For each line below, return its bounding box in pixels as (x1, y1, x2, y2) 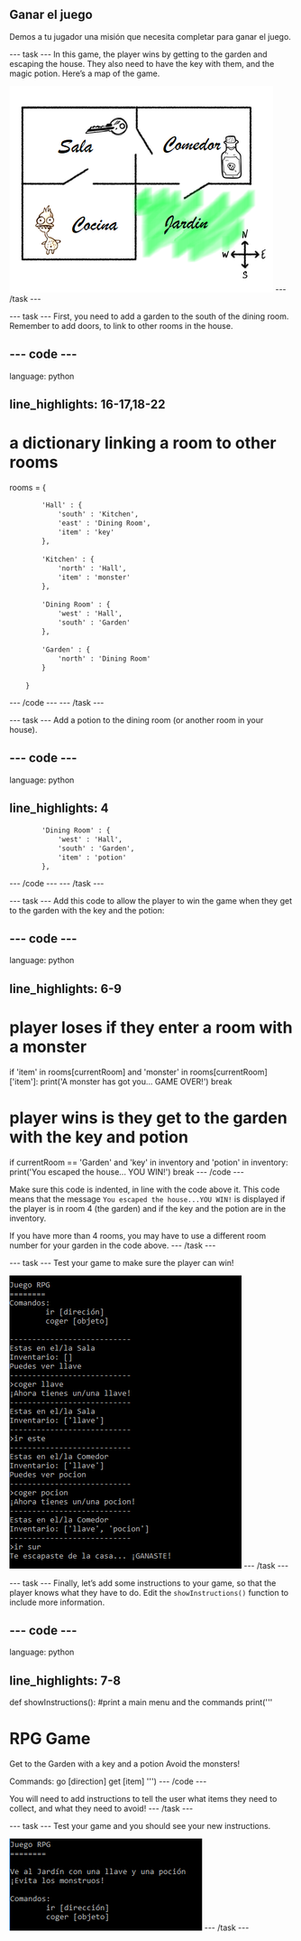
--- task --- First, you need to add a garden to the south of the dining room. (9, 311, 289, 322)
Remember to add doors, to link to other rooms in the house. (9, 320, 233, 331)
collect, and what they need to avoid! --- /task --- (9, 1803, 194, 1814)
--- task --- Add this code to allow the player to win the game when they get (9, 895, 293, 906)
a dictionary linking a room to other (9, 433, 277, 454)
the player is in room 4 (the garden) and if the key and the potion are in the (9, 1203, 287, 1214)
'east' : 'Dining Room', (57, 519, 151, 528)
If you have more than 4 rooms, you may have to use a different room (9, 1230, 267, 1241)
